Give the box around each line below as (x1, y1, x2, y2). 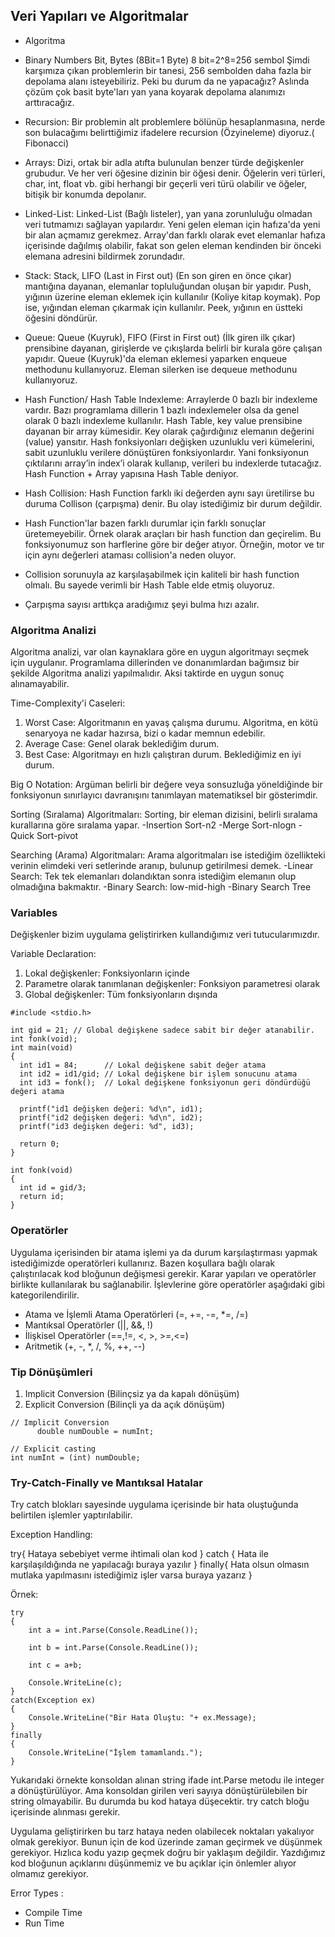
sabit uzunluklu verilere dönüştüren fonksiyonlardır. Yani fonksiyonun (24, 446, 309, 458)
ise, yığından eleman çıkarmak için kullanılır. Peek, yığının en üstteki (24, 301, 303, 313)
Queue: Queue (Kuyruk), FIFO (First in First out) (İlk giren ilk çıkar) (24, 331, 296, 343)
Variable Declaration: (10, 948, 97, 960)
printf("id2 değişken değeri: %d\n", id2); (19, 1113, 203, 1123)
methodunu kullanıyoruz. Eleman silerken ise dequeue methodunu (24, 363, 298, 375)
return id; (19, 1192, 65, 1202)
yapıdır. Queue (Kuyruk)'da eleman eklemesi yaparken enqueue (24, 352, 288, 364)
